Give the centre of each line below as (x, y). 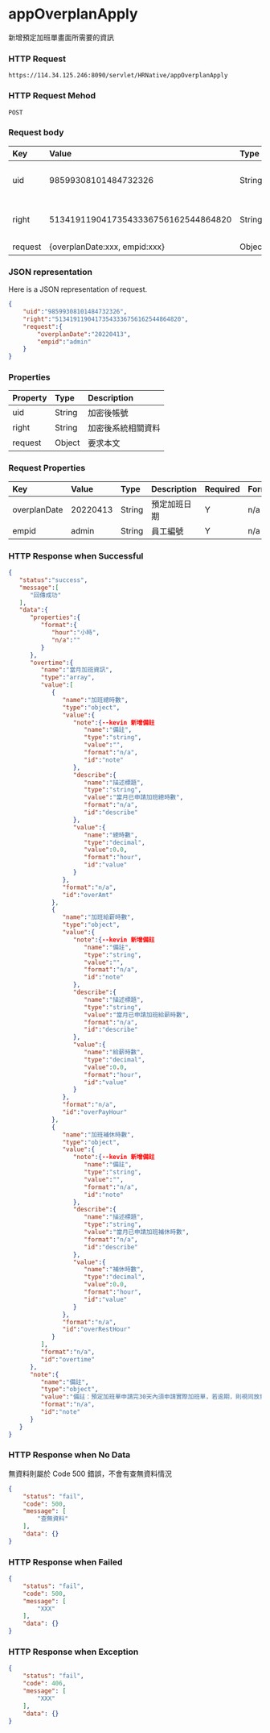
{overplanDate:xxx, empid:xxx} (107, 247)
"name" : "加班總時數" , (95, 700)
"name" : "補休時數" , (114, 1270)
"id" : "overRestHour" (96, 1330)
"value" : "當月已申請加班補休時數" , (137, 1232)
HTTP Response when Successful (76, 555)
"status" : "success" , (53, 580)
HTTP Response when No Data (70, 1455)
